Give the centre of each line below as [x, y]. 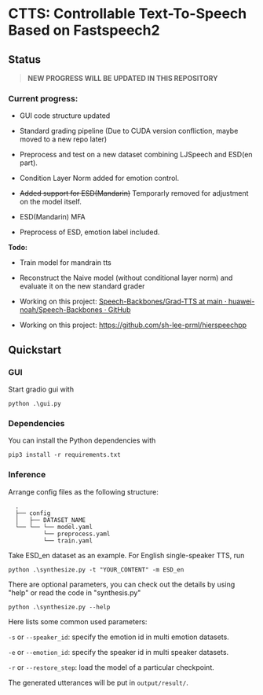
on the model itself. [51, 202]
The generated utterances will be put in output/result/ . [98, 682]
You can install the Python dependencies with [82, 440]
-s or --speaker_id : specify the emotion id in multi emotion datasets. [119, 637]
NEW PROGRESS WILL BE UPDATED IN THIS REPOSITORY [122, 78]
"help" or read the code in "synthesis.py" [75, 592]
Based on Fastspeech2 [84, 30]
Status [25, 59]
